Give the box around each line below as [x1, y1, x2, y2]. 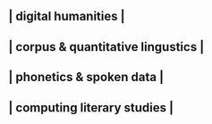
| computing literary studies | [8, 100, 174, 115]
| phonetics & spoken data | [8, 70, 165, 85]
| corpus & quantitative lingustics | [8, 39, 205, 54]
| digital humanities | [8, 9, 126, 24]
